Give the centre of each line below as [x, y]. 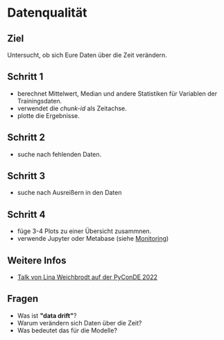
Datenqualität [47, 13]
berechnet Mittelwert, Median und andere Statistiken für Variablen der [117, 93]
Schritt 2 [26, 138]
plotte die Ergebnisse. [48, 115]
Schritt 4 [26, 214]
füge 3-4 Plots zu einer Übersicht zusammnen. [84, 231]
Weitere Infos [37, 261]
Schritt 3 [26, 176]
